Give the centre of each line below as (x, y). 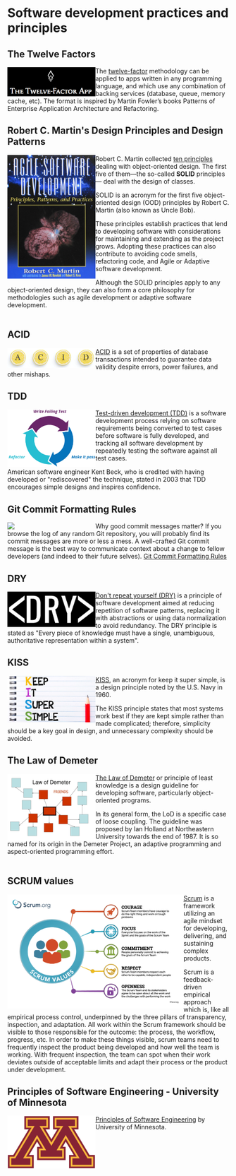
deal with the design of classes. (149, 181)
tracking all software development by (149, 444)
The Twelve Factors (52, 54)
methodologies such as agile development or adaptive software (100, 297)
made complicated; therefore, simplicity (153, 723)
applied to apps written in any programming (159, 78)
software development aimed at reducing (155, 603)
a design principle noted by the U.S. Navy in (159, 687)
